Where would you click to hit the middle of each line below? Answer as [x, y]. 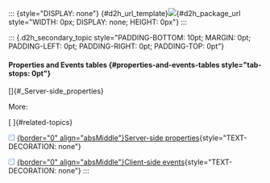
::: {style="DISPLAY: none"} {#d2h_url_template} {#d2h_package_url [125, 13]
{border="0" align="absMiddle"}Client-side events [101, 162]
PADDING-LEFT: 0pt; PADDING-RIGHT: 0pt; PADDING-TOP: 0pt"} [116, 46]
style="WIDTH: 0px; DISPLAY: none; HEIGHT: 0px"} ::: [98, 22]
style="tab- [241, 64]
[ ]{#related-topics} [41, 123]
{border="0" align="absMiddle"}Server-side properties [108, 138]
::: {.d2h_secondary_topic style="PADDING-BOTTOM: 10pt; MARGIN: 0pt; [130, 37]
